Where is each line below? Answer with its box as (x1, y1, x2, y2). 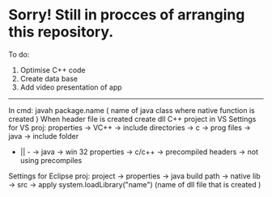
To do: (8, 49, 30, 59)
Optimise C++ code (19, 65, 87, 74)
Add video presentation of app (19, 82, 123, 92)
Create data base (19, 73, 79, 83)
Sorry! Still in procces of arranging (8, 6, 245, 24)
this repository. (8, 23, 114, 41)
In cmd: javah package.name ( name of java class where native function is (8, 105, 255, 115)
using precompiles (19, 155, 83, 165)
